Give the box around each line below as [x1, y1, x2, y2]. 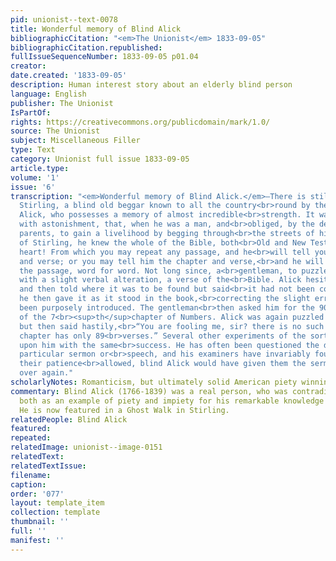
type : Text [10, 145, 56, 155]
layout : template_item [10, 498, 105, 508]
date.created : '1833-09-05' [10, 71, 128, 81]
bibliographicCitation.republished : [10, 42, 163, 53]
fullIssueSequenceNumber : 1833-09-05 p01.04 [10, 52, 199, 62]
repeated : [10, 433, 52, 443]
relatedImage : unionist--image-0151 [10, 442, 163, 453]
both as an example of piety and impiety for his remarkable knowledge [19, 396, 325, 406]
